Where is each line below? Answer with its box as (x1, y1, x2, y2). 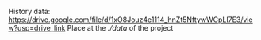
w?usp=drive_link (8, 24, 66, 32)
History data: (8, 7, 51, 16)
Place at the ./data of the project (67, 24, 174, 32)
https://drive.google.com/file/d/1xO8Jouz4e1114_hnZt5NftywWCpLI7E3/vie (8, 15, 253, 24)
